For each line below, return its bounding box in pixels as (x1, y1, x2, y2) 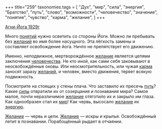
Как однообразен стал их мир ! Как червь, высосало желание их (5, 99, 140, 104)
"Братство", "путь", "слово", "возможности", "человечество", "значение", (5, 9, 158, 15)
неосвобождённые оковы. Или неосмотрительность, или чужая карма (5, 63, 153, 69)
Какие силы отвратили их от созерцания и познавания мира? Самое (5, 89, 148, 94)
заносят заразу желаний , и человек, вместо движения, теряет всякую (5, 69, 152, 74)
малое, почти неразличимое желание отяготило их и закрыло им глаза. (5, 93, 155, 99)
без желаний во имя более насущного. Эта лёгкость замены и (5, 38, 135, 44)
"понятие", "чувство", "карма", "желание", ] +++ (5, 15, 106, 20)
